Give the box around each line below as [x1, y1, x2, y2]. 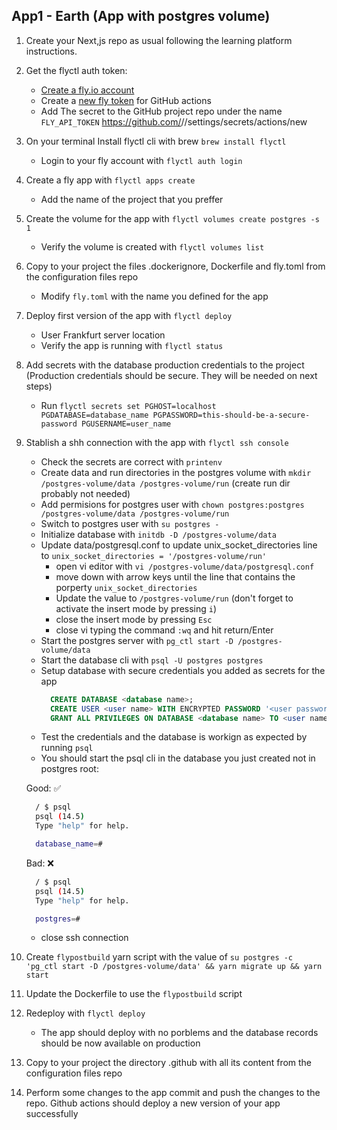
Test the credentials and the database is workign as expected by [40, 731, 308, 743]
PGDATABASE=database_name [40, 410, 149, 420]
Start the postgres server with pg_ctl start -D [40, 634, 234, 646]
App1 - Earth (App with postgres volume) [11, 8, 271, 25]
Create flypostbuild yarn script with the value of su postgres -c [25, 951, 294, 963]
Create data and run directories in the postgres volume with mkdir [40, 466, 312, 478]
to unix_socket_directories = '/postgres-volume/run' [40, 549, 267, 561]
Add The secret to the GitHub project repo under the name [40, 105, 283, 117]
